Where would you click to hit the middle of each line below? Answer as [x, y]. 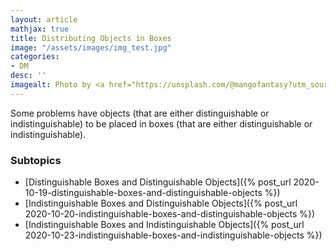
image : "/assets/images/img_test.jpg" [91, 47]
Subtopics [36, 160]
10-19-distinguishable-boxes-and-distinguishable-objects [143, 193]
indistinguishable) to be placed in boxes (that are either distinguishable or [161, 123]
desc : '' [28, 76]
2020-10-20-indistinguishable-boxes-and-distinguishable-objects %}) [170, 214]
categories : [35, 57]
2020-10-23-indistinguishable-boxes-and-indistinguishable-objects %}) [173, 235]
